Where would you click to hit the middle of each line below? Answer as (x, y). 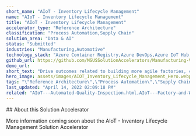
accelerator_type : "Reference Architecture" (61, 28)
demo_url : (18, 66)
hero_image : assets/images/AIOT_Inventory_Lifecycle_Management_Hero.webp (99, 76)
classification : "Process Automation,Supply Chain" (70, 33)
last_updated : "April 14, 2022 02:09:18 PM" (61, 88)
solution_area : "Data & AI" (40, 39)
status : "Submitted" (31, 44)
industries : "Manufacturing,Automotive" (56, 50)
